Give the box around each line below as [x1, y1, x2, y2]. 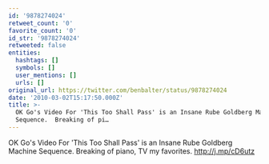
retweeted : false [8, 42, 66, 50]
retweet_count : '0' [8, 19, 74, 27]
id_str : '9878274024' [8, 34, 81, 42]
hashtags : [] [15, 57, 59, 65]
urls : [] [15, 78, 45, 86]
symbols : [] [15, 64, 56, 72]
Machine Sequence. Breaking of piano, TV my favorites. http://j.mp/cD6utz [8, 146, 255, 156]
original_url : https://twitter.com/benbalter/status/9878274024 [8, 86, 227, 94]
